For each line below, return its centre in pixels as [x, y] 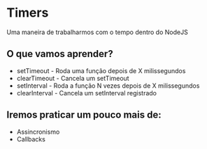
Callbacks [31, 139]
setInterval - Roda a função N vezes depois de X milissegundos [108, 86]
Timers [28, 13]
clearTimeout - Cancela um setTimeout [73, 78]
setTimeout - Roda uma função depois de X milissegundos [101, 70]
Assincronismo [38, 132]
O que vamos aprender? [60, 54]
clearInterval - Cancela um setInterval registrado [87, 93]
